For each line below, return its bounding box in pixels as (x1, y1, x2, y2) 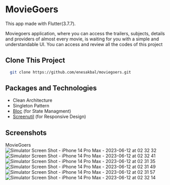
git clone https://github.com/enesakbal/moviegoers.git (10, 70, 131, 75)
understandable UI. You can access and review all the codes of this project (5, 41, 163, 47)
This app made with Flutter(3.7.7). (5, 20, 76, 27)
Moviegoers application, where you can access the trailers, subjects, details (5, 30, 165, 36)
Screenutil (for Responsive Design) (12, 113, 86, 120)
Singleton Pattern (12, 103, 50, 109)
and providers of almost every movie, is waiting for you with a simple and (5, 36, 159, 42)
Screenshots (5, 128, 47, 137)
